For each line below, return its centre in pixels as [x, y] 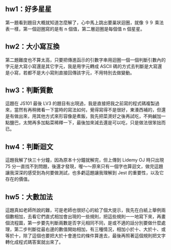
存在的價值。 [19, 179]
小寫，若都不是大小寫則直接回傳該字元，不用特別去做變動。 [72, 73]
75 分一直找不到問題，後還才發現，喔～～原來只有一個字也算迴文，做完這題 [84, 166]
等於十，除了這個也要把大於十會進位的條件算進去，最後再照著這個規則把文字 [85, 236]
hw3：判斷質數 [29, 90]
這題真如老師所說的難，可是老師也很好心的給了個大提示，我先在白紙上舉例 [83, 210]
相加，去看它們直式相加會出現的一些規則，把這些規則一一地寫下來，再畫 [90, 217]
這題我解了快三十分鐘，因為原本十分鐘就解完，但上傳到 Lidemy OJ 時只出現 [85, 160]
